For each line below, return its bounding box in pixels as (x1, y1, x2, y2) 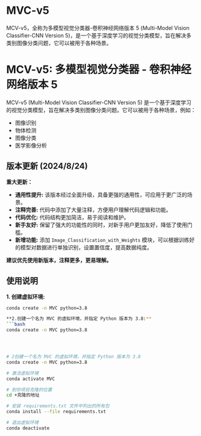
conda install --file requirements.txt (6, 409, 107, 415)
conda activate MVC (6, 376, 55, 382)
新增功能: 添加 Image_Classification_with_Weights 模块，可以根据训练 (14, 236, 190, 243)
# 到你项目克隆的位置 (6, 387, 52, 393)
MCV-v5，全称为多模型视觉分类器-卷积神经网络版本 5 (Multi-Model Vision (6, 24, 190, 31)
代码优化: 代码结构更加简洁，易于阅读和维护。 (14, 213, 129, 220)
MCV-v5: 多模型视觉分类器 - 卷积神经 (6, 63, 191, 76)
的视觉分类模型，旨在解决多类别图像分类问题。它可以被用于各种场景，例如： (6, 106, 196, 113)
